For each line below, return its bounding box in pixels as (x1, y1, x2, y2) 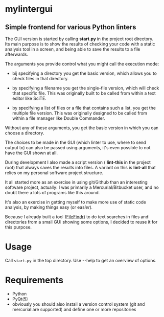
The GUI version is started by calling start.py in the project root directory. (5, 36, 154, 42)
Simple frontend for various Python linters (5, 23, 136, 31)
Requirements (5, 275, 64, 286)
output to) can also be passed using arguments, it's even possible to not (5, 145, 151, 150)
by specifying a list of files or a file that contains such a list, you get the (12, 105, 156, 111)
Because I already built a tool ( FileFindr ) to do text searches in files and (5, 214, 149, 220)
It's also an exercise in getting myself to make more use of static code (5, 199, 146, 205)
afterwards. (5, 51, 28, 57)
